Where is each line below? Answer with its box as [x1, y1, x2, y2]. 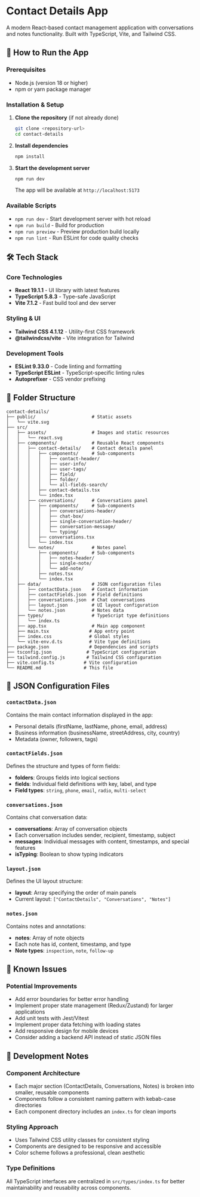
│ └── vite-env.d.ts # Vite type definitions [6, 638, 151, 645]
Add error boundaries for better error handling [14, 996, 129, 1003]
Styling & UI [6, 314, 41, 323]
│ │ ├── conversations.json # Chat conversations [6, 596, 146, 603]
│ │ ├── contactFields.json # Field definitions [6, 592, 143, 598]
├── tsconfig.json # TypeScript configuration [6, 649, 156, 655]
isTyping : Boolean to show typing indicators [14, 850, 124, 858]
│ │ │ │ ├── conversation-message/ [6, 524, 116, 529]
